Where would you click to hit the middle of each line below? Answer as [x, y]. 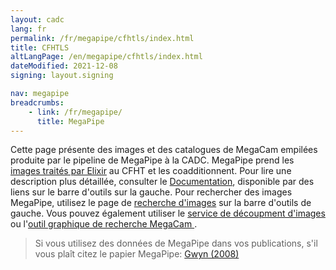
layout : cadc [37, 19]
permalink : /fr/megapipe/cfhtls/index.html [102, 38]
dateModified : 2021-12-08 [64, 66]
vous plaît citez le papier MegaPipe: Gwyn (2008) [137, 254]
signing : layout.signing [62, 76]
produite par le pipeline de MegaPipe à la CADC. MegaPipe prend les [152, 160]
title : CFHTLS [40, 47]
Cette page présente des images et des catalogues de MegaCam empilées [164, 150]
